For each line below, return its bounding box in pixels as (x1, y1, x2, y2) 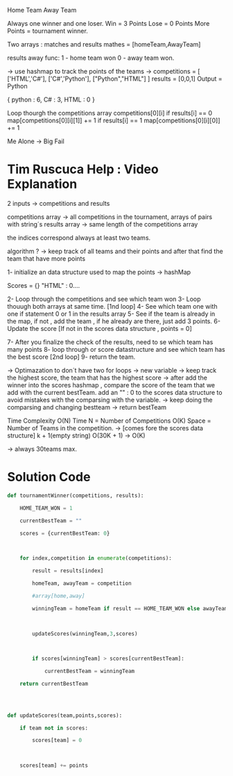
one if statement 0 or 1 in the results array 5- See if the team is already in (7, 309, 216, 318)
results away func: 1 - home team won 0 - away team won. (7, 54, 175, 62)
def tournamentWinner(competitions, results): (7, 492, 144, 499)
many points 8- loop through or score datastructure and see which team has (7, 345, 225, 353)
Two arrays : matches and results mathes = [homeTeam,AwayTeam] (7, 40, 201, 48)
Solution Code (7, 469, 91, 485)
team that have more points (7, 254, 85, 263)
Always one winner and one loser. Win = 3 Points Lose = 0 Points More (7, 19, 210, 27)
